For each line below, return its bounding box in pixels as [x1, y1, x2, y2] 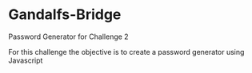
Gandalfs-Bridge [8, 6, 122, 24]
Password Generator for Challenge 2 [8, 32, 130, 41]
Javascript [8, 56, 43, 65]
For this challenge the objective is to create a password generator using [8, 47, 245, 56]
